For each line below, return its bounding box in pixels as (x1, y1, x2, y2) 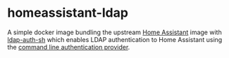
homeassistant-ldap (7, 5, 129, 21)
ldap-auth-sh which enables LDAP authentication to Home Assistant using (7, 35, 223, 43)
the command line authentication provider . (7, 43, 130, 51)
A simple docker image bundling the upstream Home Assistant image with (7, 28, 222, 36)
